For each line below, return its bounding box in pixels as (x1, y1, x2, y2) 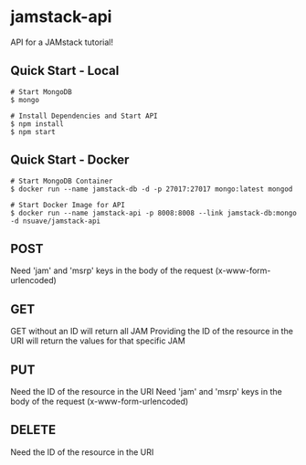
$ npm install (10, 119, 65, 129)
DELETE (10, 422, 57, 438)
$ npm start (10, 127, 56, 136)
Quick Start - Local (10, 63, 120, 79)
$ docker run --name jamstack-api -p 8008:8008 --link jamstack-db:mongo (10, 208, 298, 217)
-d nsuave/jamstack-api (10, 217, 101, 226)
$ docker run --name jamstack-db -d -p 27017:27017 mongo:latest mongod (10, 185, 293, 194)
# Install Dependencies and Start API (10, 111, 158, 121)
